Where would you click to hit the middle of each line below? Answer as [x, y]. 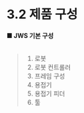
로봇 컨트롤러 [53, 67]
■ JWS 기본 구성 [30, 35]
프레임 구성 [49, 76]
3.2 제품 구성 [42, 14]
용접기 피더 [49, 94]
